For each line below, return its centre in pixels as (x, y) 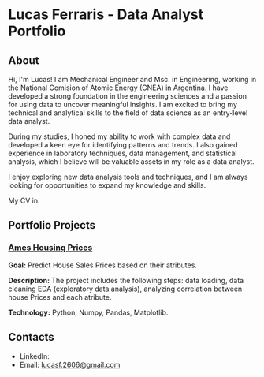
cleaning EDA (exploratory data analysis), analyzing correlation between (125, 289)
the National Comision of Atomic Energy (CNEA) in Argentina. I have (118, 88)
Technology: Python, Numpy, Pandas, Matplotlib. (88, 312)
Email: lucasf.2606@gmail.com (70, 364)
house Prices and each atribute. (60, 297)
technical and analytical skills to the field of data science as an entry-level (128, 113)
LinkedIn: (34, 356)
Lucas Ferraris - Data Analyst (106, 15)
